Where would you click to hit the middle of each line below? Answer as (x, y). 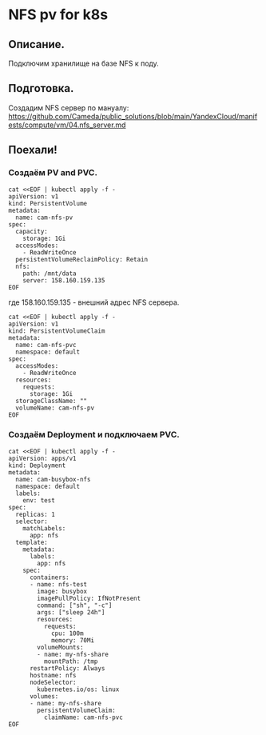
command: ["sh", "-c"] (75, 605)
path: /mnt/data (50, 274)
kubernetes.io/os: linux (78, 689)
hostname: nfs (53, 675)
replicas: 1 (36, 514)
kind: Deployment (37, 465)
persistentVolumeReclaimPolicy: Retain (82, 259)
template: (32, 542)
